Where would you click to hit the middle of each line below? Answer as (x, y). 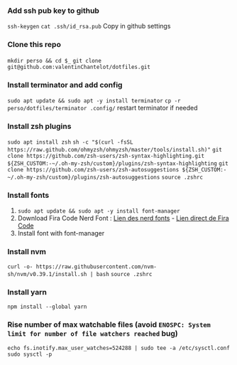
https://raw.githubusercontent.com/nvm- (97, 266)
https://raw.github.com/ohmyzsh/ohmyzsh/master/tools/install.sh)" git (115, 150)
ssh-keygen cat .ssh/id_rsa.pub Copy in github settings (89, 26)
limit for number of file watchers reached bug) (93, 333)
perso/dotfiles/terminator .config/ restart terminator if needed (103, 107)
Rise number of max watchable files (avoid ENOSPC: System (109, 324)
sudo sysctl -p (30, 354)
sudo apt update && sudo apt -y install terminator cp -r (94, 101)
